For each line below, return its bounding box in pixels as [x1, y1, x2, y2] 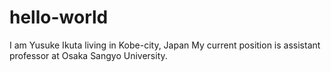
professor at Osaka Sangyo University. [9, 49, 168, 61]
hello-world [9, 6, 109, 29]
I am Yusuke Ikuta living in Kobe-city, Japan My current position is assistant [9, 39, 321, 51]
